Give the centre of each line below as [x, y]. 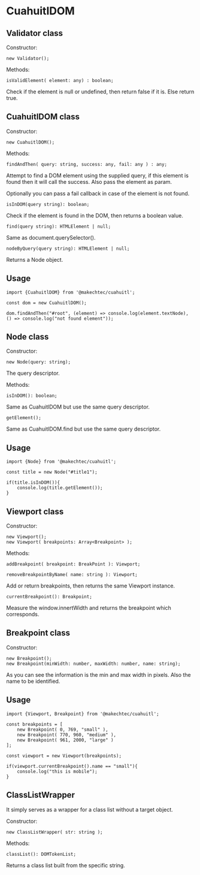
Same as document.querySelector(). [51, 237]
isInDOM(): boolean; [32, 396]
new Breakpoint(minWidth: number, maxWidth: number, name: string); [93, 664]
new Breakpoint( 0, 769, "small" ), [63, 729]
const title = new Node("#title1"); [52, 472]
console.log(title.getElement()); [60, 488]
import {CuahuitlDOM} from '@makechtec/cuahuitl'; [71, 292]
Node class [28, 337]
